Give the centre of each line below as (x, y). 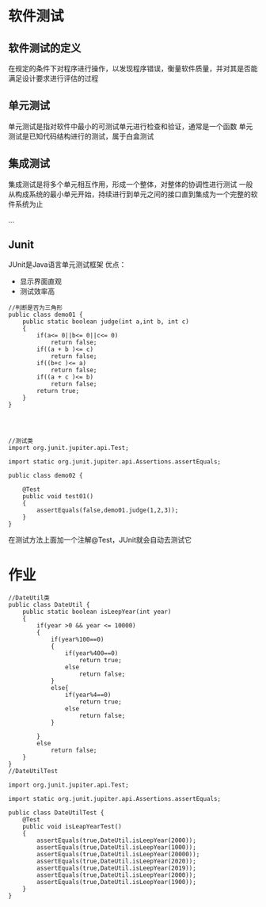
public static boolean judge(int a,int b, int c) (106, 322)
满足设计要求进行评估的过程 (53, 78)
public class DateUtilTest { (56, 813)
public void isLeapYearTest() (72, 827)
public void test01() (58, 497)
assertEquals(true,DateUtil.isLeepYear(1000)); (116, 848)
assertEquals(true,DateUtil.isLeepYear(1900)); (116, 882)
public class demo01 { (46, 315)
